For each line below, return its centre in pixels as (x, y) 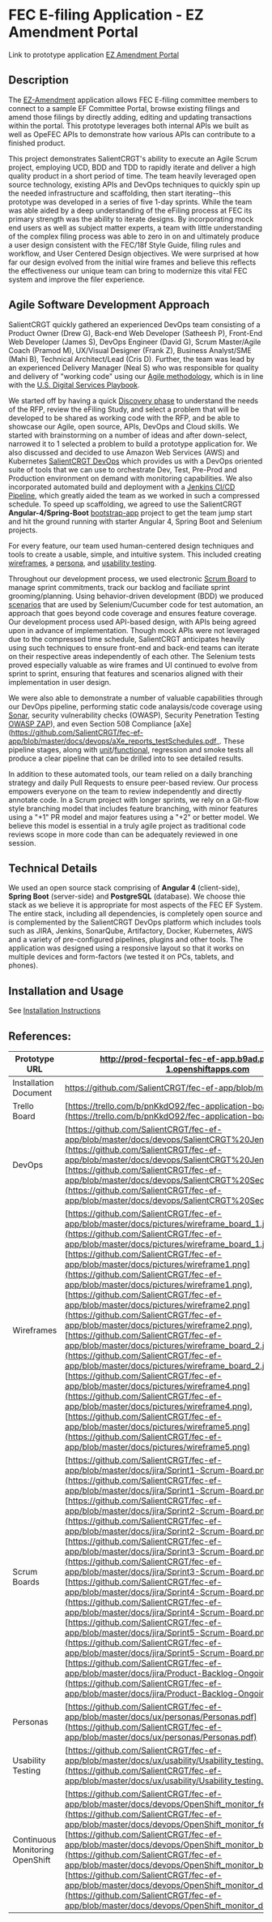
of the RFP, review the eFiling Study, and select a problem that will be (124, 409)
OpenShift (32, 1860)
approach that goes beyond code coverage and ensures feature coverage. (133, 613)
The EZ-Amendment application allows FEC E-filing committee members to (133, 100)
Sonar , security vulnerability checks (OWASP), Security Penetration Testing (134, 715)
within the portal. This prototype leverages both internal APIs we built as (129, 125)
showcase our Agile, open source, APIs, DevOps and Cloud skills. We (124, 426)
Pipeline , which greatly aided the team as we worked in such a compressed (134, 495)
